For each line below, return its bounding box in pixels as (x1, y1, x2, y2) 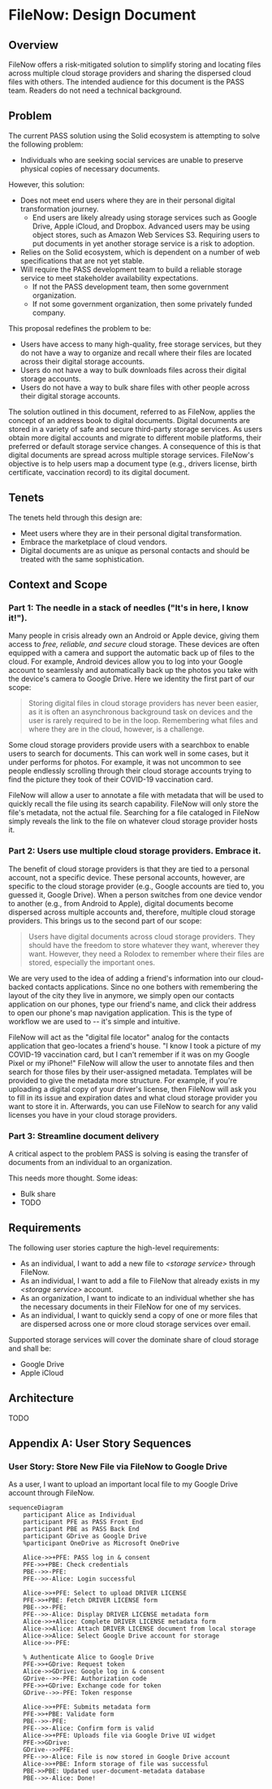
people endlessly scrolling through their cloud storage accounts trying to (8, 766, 252, 776)
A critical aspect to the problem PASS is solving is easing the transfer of (8, 1149, 249, 1158)
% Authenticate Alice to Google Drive (23, 1653, 154, 1661)
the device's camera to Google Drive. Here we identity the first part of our (8, 674, 256, 684)
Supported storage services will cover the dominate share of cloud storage (8, 1334, 260, 1344)
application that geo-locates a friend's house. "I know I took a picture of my (8, 1041, 261, 1050)
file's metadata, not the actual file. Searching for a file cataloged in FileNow (8, 808, 260, 818)
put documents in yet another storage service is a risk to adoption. (32, 238, 255, 248)
